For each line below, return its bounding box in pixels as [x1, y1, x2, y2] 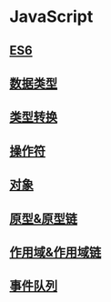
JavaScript [9, 6, 94, 27]
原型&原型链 [9, 211, 78, 226]
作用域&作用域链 [9, 244, 102, 260]
